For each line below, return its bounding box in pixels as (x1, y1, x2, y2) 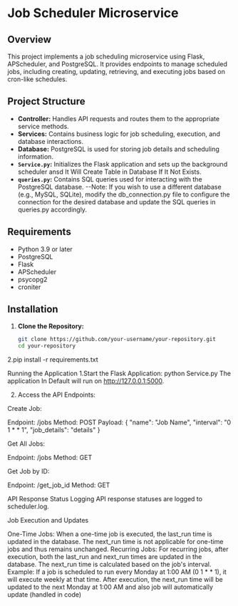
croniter (17, 283, 41, 291)
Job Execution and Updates (7, 516, 89, 525)
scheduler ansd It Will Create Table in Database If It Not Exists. (17, 167, 202, 176)
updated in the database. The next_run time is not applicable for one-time (7, 538, 224, 546)
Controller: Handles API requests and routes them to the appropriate (17, 114, 219, 122)
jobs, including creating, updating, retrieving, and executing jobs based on (7, 68, 226, 75)
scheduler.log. (7, 502, 50, 511)
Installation (7, 303, 58, 315)
